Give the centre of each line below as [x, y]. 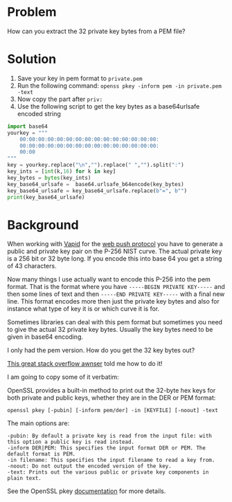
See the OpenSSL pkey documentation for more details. [87, 491]
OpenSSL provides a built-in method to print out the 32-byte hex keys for [111, 391]
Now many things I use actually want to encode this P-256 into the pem [109, 279]
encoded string [39, 113]
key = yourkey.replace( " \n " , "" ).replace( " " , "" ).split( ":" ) [96, 165]
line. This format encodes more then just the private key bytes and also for [113, 301]
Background [43, 225]
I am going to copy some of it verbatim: [63, 377]
